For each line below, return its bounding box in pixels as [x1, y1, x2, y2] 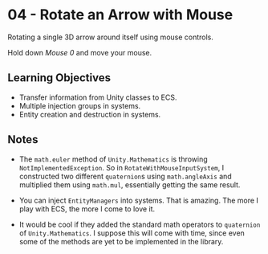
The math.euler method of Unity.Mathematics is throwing [18, 154, 208, 164]
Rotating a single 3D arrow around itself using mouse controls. [7, 32, 214, 42]
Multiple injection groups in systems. [18, 100, 141, 110]
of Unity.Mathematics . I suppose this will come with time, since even [18, 227, 246, 238]
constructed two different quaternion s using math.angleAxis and [18, 171, 232, 181]
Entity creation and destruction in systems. [18, 109, 161, 119]
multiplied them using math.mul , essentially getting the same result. [18, 179, 241, 190]
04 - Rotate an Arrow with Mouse [7, 6, 233, 24]
